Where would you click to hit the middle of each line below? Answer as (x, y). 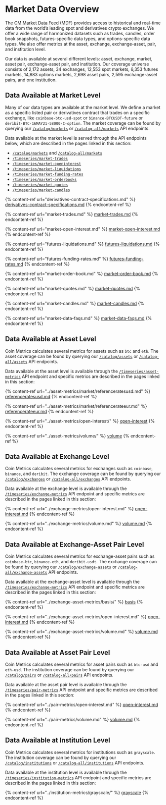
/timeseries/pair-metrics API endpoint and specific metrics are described (82, 690)
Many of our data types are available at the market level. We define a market (83, 107)
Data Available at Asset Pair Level (58, 652)
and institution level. (25, 49)
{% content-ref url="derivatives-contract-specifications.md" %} (70, 199)
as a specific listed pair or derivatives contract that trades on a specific (77, 112)
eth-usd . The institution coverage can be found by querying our (70, 670)
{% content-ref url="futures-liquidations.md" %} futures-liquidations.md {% (83, 244)
